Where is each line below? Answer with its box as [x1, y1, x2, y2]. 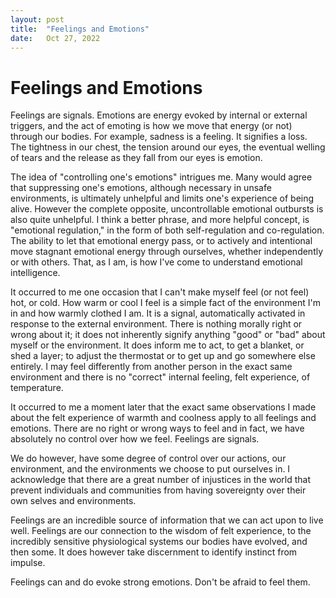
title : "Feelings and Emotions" [10, 24, 150, 34]
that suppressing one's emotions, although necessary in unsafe [10, 182, 272, 194]
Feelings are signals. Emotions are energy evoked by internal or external [10, 109, 308, 121]
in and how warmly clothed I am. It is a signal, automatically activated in [10, 307, 306, 320]
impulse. [10, 557, 46, 569]
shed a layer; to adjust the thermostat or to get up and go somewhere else [10, 350, 316, 362]
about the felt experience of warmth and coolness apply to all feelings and [10, 412, 317, 424]
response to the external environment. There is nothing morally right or [10, 318, 303, 330]
